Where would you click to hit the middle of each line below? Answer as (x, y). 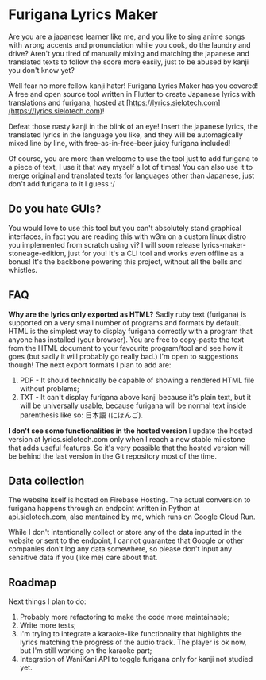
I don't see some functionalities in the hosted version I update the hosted (130, 431)
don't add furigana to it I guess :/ (62, 183)
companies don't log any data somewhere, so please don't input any (120, 549)
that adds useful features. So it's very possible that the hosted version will (129, 448)
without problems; (49, 388)
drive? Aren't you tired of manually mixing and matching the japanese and (129, 53)
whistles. (23, 270)
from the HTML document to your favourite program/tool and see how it (126, 348)
